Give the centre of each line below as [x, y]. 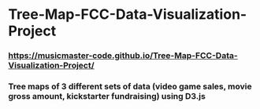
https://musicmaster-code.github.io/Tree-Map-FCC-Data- [123, 56]
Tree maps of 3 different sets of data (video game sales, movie [130, 86]
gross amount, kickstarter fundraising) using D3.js [107, 96]
